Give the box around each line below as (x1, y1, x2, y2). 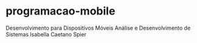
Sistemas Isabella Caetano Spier (5, 30, 86, 38)
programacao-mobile (5, 4, 116, 18)
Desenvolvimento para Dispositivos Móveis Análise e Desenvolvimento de (5, 24, 191, 31)
